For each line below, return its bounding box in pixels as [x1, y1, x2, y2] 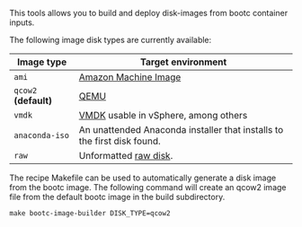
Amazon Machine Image [78, 71, 182, 83]
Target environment [139, 56, 227, 68]
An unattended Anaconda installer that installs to [78, 124, 284, 135]
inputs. [9, 17, 35, 28]
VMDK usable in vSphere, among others [78, 109, 248, 121]
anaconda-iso [13, 130, 70, 140]
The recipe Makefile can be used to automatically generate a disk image [9, 172, 277, 183]
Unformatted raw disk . [78, 150, 173, 162]
